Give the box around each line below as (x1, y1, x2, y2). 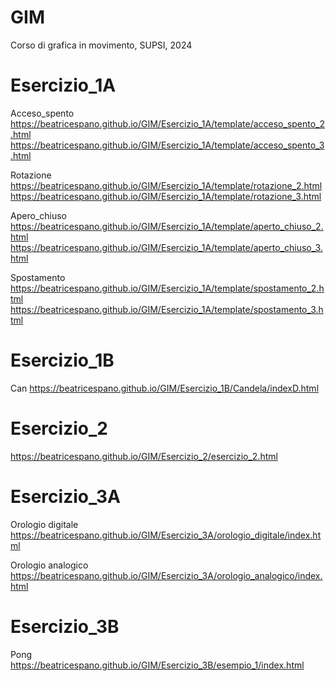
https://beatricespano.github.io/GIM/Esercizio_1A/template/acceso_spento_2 (10, 117, 326, 130)
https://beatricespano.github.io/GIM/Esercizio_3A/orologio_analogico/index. (10, 569, 323, 581)
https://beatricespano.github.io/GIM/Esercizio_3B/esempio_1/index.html (10, 659, 305, 671)
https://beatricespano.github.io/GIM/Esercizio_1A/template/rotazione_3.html (10, 190, 322, 202)
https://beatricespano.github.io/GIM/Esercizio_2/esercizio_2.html (10, 450, 278, 462)
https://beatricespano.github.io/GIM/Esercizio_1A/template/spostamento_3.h (10, 303, 324, 315)
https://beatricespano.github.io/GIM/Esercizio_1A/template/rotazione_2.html (10, 179, 323, 191)
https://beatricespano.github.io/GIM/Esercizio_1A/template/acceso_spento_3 (10, 139, 325, 151)
